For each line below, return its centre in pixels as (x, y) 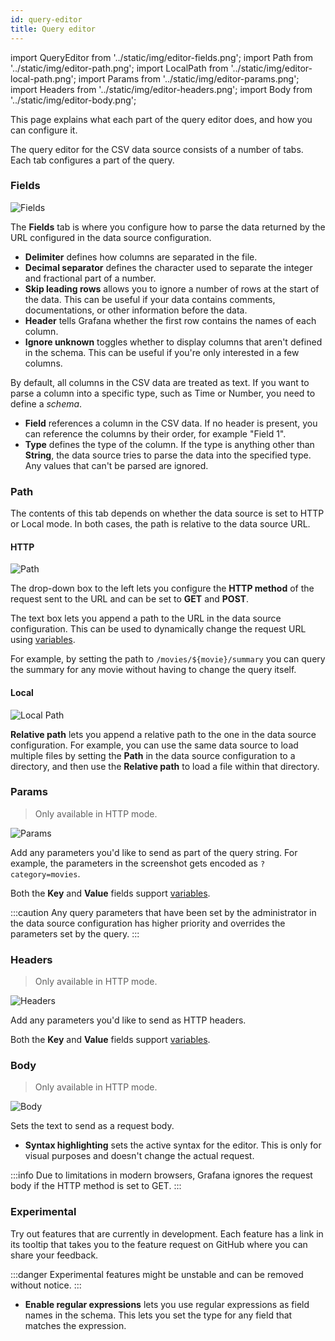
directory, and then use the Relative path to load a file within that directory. (165, 766)
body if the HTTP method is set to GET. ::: (96, 1186)
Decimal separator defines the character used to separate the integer (168, 267)
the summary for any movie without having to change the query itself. (153, 670)
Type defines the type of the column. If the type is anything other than (169, 444)
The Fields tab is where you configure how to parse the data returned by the (168, 227)
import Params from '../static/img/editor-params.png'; (189, 78)
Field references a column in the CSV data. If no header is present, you (171, 423)
